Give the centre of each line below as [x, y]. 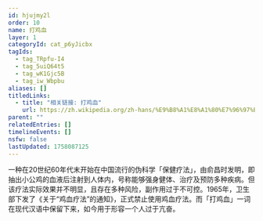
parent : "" [26, 118]
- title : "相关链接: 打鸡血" [58, 103]
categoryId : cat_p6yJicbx [50, 45]
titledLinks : [29, 96]
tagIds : [21, 52]
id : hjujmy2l [29, 15]
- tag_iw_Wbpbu [40, 81]
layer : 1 [22, 37]
